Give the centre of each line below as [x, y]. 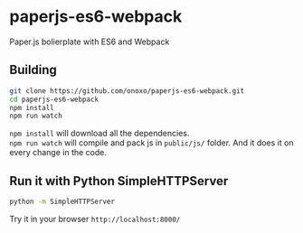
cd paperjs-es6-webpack [54, 99]
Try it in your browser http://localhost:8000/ [95, 219]
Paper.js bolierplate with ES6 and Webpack [90, 42]
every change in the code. [58, 153]
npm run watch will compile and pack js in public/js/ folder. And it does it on [151, 143]
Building [33, 70]
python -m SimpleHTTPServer [62, 202]
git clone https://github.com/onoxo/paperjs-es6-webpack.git [127, 91]
